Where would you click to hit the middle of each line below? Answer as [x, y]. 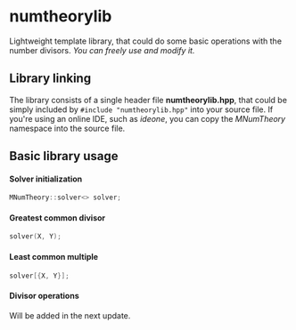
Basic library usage [64, 156]
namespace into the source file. [67, 128]
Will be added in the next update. [70, 315]
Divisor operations [44, 295]
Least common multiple [54, 256]
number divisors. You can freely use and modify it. [102, 50]
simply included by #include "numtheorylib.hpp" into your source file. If [141, 109]
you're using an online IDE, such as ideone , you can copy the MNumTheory [148, 118]
